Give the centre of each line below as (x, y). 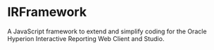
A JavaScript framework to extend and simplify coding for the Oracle (107, 31)
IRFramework (47, 12)
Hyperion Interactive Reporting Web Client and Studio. (86, 38)
